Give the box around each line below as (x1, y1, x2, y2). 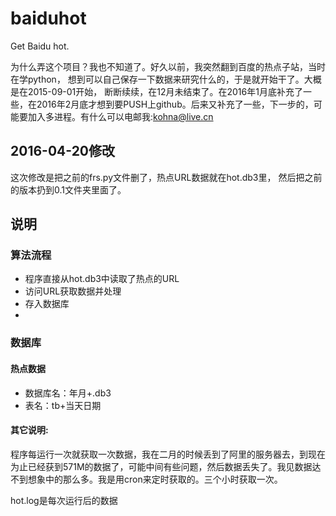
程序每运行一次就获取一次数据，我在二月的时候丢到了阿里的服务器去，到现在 (10, 448, 326, 460)
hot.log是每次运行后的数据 (10, 494, 118, 506)
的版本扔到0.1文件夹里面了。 (10, 183, 127, 196)
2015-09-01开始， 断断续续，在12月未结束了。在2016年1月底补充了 (27, 85, 303, 97)
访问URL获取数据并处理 (24, 285, 122, 297)
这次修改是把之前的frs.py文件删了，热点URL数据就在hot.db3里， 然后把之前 (10, 171, 323, 183)
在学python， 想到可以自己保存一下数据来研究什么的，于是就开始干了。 (10, 73, 305, 85)
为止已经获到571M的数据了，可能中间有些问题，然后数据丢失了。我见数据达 (10, 460, 322, 472)
